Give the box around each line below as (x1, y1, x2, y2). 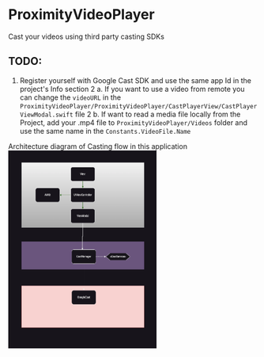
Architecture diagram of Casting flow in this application (8, 141, 188, 151)
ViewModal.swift (19, 111, 74, 119)
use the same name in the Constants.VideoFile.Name (19, 126, 191, 135)
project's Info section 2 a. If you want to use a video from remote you (19, 84, 245, 93)
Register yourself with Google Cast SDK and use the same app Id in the (19, 75, 251, 85)
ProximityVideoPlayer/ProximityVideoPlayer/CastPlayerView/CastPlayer (19, 102, 258, 110)
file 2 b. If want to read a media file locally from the (74, 109, 241, 119)
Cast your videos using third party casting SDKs (8, 32, 164, 41)
